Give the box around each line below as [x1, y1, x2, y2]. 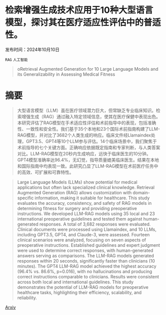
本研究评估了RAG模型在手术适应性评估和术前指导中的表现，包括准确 [17, 120, 157, 126]
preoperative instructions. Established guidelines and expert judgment [17, 242, 161, 248]
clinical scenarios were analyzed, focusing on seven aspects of [17, 237, 147, 243]
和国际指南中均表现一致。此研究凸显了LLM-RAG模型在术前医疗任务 [17, 163, 154, 169]
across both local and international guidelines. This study [17, 279, 134, 285]
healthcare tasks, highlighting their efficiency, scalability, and [17, 289, 142, 295]
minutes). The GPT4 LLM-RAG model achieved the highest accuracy [17, 263, 157, 269]
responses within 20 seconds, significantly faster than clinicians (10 [17, 258, 155, 264]
